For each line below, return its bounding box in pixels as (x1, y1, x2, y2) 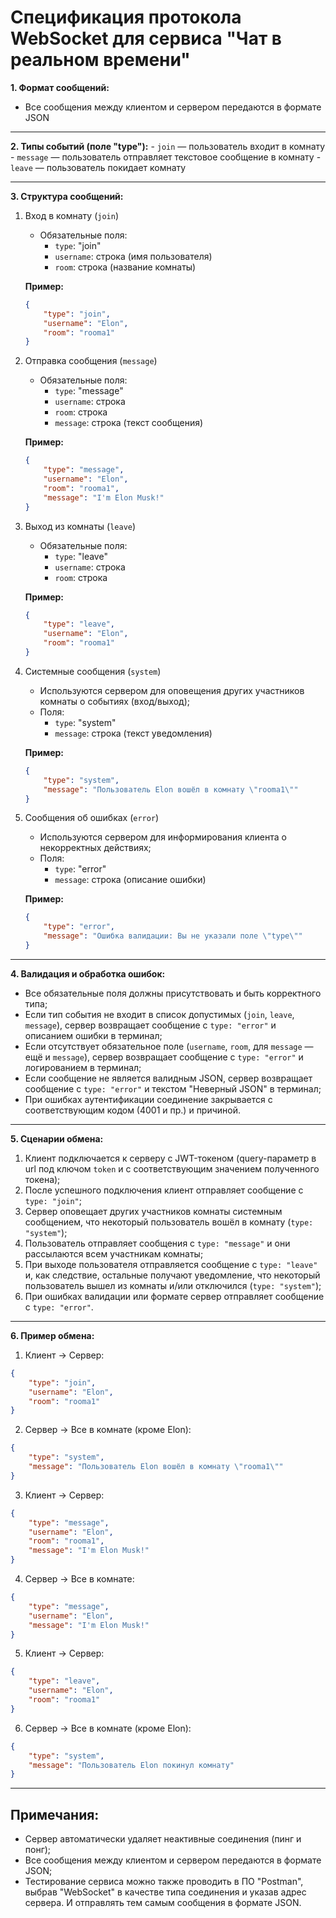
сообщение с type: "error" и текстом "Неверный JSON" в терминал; (24, 1082, 322, 1095)
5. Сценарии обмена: (10, 1132, 104, 1145)
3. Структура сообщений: (10, 190, 124, 202)
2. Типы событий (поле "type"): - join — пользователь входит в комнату (10, 140, 326, 152)
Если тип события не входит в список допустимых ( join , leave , (24, 1008, 295, 1020)
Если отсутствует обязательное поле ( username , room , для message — (24, 1040, 314, 1052)
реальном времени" (10, 49, 191, 71)
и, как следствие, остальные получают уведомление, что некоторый (24, 1269, 321, 1281)
